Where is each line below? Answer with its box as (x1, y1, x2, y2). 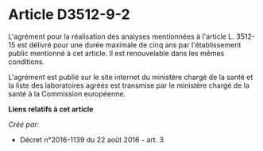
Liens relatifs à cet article (8, 104, 94, 114)
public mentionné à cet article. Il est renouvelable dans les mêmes (8, 48, 225, 58)
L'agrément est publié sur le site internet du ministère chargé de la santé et (8, 72, 253, 81)
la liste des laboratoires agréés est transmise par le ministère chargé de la (8, 81, 250, 90)
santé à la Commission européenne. (8, 89, 126, 98)
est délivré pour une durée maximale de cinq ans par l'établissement (17, 40, 242, 49)
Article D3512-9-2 (8, 6, 130, 24)
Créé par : (8, 119, 40, 129)
